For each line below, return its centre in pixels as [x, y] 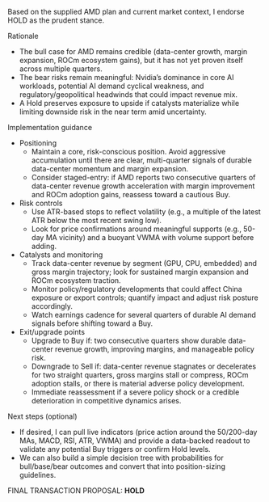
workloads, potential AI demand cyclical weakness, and [111, 86]
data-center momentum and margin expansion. [110, 169]
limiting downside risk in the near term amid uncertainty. [113, 112]
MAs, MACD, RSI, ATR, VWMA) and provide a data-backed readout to [134, 441]
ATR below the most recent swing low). [97, 220]
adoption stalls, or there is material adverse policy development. [138, 384]
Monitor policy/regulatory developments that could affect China [137, 289]
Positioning [38, 143]
